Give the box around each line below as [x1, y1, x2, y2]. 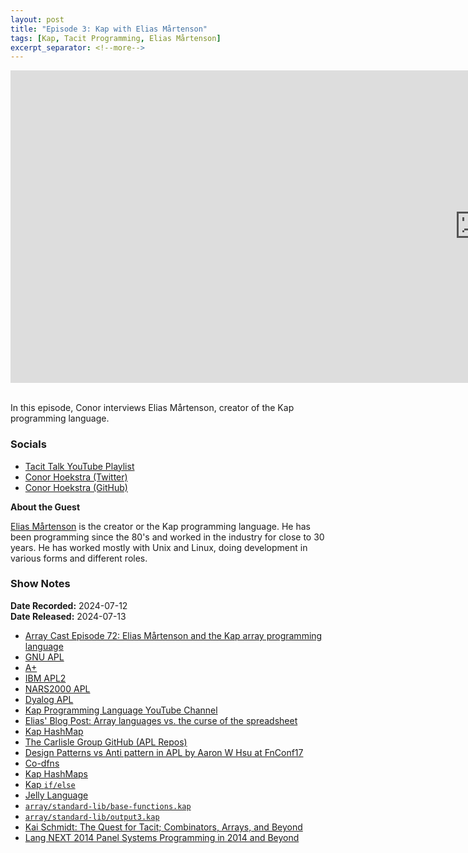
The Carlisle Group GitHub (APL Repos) [24, 736, 188, 748]
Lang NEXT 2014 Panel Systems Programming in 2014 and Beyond [24, 831, 300, 843]
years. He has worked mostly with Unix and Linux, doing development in [10, 541, 308, 553]
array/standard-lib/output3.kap [24, 812, 160, 822]
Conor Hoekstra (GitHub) [24, 481, 128, 493]
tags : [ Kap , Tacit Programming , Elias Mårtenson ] [10, 33, 222, 43]
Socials [10, 437, 47, 451]
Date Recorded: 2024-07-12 [10, 599, 128, 611]
